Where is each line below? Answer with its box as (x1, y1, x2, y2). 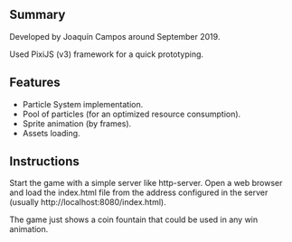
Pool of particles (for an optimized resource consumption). (22, 108, 241, 119)
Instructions (9, 154, 80, 170)
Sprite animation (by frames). (22, 117, 132, 129)
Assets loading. (22, 127, 80, 138)
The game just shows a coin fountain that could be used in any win (9, 214, 259, 225)
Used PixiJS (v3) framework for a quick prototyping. (9, 49, 204, 60)
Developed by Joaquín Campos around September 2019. (9, 31, 221, 42)
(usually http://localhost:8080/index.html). (9, 197, 166, 208)
